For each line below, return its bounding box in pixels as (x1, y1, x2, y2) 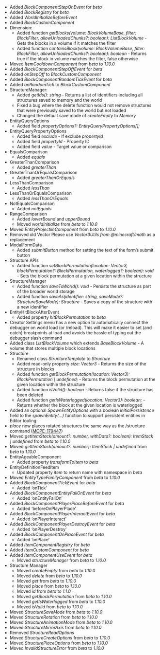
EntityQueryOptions (9, 118, 49, 124)
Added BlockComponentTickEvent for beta (9, 480, 96, 486)
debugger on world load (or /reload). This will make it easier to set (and (9, 325, 152, 330)
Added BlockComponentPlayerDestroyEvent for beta (9, 521, 115, 527)
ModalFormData (9, 242, 42, 248)
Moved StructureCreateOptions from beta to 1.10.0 (9, 635, 111, 640)
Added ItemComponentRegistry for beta (9, 542, 90, 547)
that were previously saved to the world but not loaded (16, 108, 127, 113)
